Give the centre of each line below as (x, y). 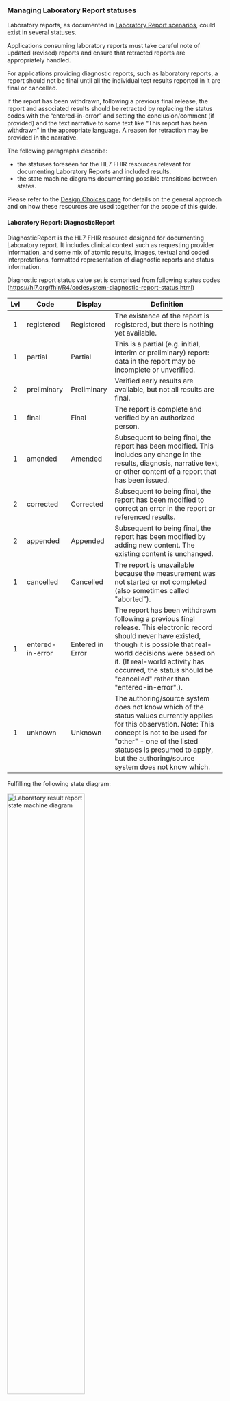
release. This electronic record (164, 627)
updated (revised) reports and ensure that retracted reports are (96, 53)
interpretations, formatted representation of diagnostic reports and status (111, 260)
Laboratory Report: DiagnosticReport (61, 222)
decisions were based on (175, 653)
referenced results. (145, 517)
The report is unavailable (154, 565)
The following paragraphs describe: (57, 151)
